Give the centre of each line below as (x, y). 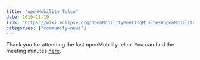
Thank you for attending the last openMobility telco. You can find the (90, 45)
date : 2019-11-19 (28, 17)
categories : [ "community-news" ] (46, 28)
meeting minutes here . (34, 51)
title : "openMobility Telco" (42, 11)
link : (13, 22)
